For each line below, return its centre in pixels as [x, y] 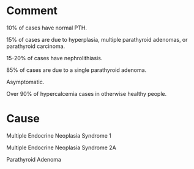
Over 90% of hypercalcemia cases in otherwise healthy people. [87, 93]
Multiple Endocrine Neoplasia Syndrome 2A [61, 147]
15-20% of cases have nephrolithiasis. [54, 58]
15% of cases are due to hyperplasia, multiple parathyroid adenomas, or [97, 39]
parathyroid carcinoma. [36, 46]
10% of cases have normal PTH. [47, 28]
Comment [32, 11]
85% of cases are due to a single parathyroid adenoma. [76, 70]
